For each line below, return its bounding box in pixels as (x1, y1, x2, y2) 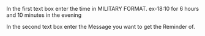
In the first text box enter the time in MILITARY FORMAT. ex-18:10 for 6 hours (6, 5, 199, 12)
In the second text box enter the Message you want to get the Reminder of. (6, 23, 195, 30)
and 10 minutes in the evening (6, 11, 81, 19)
